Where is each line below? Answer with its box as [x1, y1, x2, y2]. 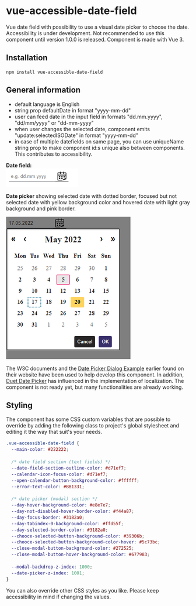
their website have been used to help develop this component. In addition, [6, 371, 184, 378]
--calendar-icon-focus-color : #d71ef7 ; [11, 471, 108, 477]
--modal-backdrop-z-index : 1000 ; [11, 564, 93, 570]
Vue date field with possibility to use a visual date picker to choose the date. [6, 23, 190, 30]
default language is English [14, 101, 80, 108]
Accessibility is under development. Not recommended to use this [6, 29, 164, 36]
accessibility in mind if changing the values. [6, 593, 111, 600]
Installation [6, 53, 48, 63]
